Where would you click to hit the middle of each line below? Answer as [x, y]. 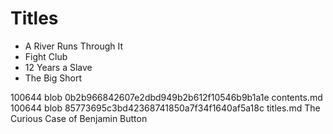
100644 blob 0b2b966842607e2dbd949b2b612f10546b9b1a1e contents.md [166, 97]
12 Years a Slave [58, 67]
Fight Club [46, 56]
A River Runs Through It [74, 46]
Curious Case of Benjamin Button [79, 118]
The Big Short [53, 78]
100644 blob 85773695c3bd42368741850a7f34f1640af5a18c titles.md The [165, 108]
